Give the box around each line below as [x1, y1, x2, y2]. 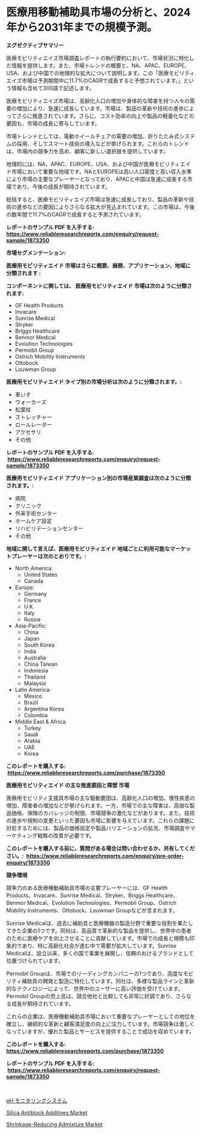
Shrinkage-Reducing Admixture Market [6, 1120, 103, 1128]
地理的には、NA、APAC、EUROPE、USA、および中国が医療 [6, 160, 155, 167]
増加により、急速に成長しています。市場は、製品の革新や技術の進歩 [16, 105, 184, 112]
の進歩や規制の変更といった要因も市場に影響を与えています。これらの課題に [6, 816, 195, 824]
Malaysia [23, 679, 46, 686]
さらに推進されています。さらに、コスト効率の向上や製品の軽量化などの [16, 112, 195, 119]
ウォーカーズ [14, 398, 47, 405]
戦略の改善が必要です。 [37, 831, 95, 839]
